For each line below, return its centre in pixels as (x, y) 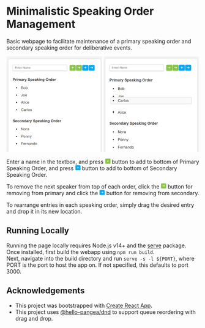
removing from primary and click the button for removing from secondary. (103, 193)
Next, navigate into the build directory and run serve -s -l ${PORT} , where (100, 258)
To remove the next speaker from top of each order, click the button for (99, 186)
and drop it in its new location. (44, 211)
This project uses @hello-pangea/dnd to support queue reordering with (105, 312)
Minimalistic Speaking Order (80, 11)
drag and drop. (34, 318)
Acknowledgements (46, 291)
